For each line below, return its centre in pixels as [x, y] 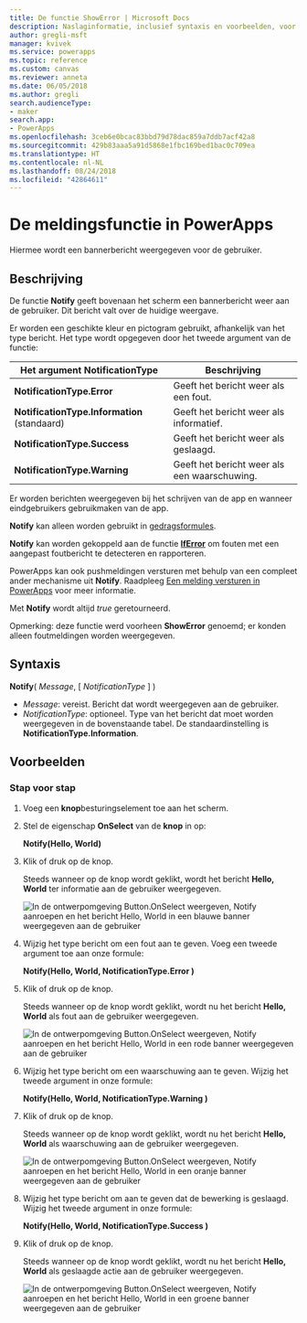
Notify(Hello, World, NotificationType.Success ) [115, 1225]
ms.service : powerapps [53, 52]
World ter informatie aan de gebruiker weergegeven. [122, 889]
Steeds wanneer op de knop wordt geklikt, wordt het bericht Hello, [148, 879]
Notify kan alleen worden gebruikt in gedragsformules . [113, 526]
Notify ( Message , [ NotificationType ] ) [83, 686]
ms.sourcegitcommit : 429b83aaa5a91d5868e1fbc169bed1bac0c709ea [132, 145]
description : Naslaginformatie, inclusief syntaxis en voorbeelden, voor [153, 27]
